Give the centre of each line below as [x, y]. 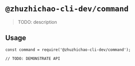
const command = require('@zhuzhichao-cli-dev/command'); [68, 50]
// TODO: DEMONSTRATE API [33, 58]
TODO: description [37, 22]
